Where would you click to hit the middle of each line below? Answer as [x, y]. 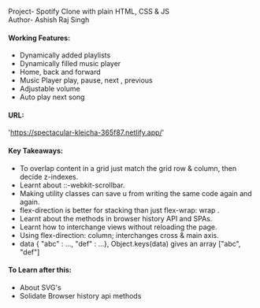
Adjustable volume [50, 89]
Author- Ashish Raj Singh [49, 20]
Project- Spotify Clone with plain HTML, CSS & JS [89, 11]
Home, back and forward [60, 72]
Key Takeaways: [35, 150]
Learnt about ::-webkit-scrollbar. [72, 185]
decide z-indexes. [49, 176]
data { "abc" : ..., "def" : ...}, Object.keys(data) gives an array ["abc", [130, 243]
